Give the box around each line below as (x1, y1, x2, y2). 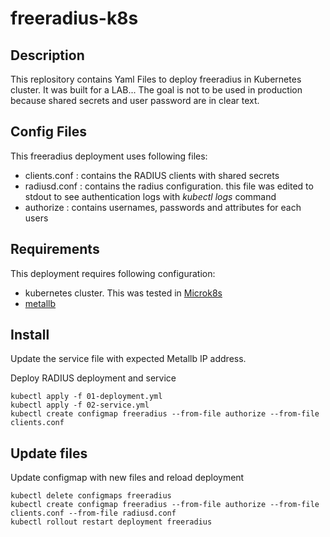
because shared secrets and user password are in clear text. (10, 95, 260, 106)
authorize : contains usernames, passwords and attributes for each (24, 201, 302, 213)
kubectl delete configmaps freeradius (10, 491, 172, 501)
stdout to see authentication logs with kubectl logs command (24, 190, 277, 202)
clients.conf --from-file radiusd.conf (10, 508, 177, 519)
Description (10, 47, 85, 64)
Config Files (10, 123, 87, 141)
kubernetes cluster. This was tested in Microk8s (24, 287, 223, 299)
